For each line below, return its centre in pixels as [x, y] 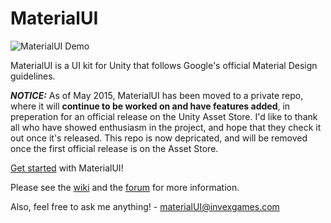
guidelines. [33, 76]
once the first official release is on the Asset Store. [114, 148]
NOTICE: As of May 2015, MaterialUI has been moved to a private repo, [157, 95]
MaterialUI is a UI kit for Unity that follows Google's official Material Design [164, 65]
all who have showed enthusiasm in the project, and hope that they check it [166, 127]
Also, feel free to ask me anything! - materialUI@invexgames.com [145, 206]
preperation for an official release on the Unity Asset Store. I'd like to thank [164, 116]
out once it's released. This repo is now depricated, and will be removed [159, 138]
